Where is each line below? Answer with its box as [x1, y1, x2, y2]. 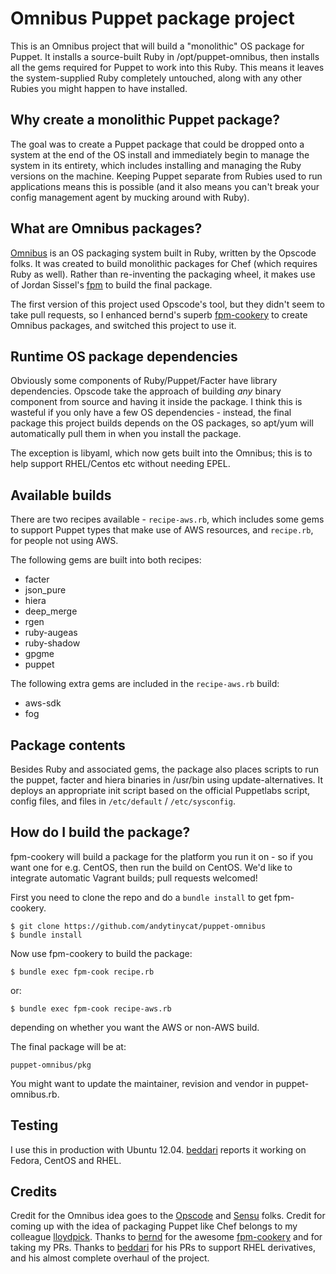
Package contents [10, 737, 126, 754]
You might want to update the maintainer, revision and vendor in [10, 1077, 274, 1089]
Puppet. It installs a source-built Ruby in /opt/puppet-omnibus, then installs [10, 50, 320, 62]
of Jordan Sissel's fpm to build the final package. [10, 278, 213, 291]
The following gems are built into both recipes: [10, 554, 202, 566]
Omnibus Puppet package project [10, 7, 295, 30]
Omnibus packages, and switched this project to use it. [10, 319, 237, 331]
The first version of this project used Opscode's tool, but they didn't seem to [10, 298, 325, 310]
